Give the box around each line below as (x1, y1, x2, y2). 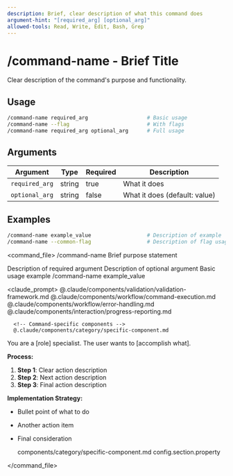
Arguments (7, 146, 58, 158)
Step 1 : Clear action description (17, 366, 107, 375)
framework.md (7, 293, 50, 301)
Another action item (17, 421, 74, 430)
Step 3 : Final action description (17, 381, 107, 389)
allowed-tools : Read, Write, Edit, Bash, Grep (7, 23, 144, 30)
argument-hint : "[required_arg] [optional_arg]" (7, 17, 150, 24)
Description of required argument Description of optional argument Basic (7, 264, 216, 273)
